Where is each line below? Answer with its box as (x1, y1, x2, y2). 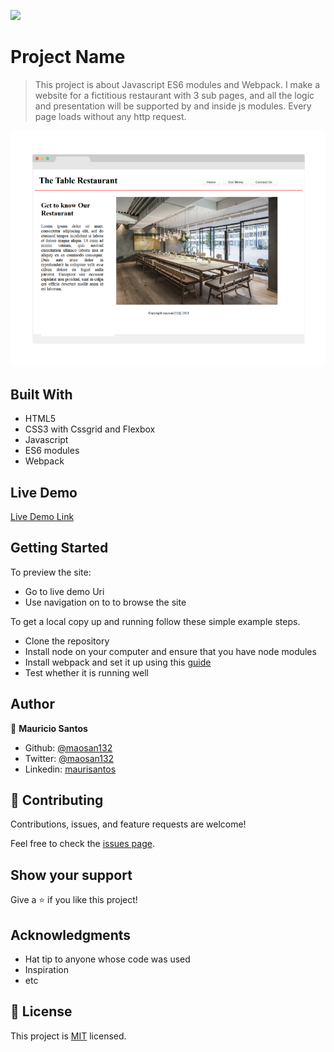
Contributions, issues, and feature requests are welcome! (10, 818, 247, 830)
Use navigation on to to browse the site (24, 596, 187, 608)
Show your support (10, 866, 133, 884)
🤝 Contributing (10, 791, 104, 809)
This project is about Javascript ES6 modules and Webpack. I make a (34, 78, 321, 90)
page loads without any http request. (34, 110, 187, 122)
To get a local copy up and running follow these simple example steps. (10, 615, 301, 627)
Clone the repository (24, 635, 110, 647)
